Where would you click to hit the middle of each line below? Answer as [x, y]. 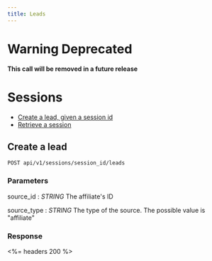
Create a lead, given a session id [65, 117]
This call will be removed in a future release [73, 69]
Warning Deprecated [70, 49]
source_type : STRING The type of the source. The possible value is [106, 210]
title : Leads [27, 14]
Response [25, 236]
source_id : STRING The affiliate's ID [60, 196]
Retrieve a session [44, 124]
